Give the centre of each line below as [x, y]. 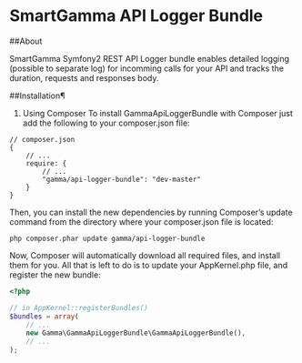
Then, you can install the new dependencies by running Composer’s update [151, 212]
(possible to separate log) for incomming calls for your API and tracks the [147, 68]
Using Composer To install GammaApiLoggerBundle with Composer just [158, 113]
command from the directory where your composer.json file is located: [141, 222]
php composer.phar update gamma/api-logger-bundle [107, 238]
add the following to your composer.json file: [106, 123]
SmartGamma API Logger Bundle [136, 16]
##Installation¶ [37, 96]
